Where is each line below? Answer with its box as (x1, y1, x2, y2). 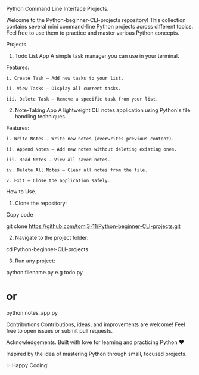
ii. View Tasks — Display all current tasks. (6, 86, 121, 92)
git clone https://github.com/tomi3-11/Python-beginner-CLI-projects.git (6, 223, 181, 230)
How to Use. (6, 188, 37, 195)
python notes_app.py (6, 309, 58, 316)
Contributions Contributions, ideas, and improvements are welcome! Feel (6, 321, 185, 328)
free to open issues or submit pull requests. (6, 327, 113, 334)
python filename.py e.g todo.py (6, 269, 83, 276)
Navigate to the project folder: (14, 235, 89, 241)
